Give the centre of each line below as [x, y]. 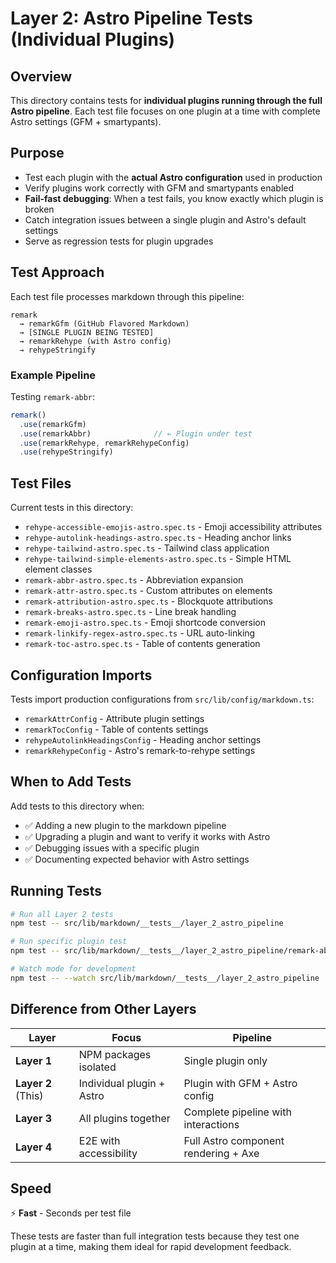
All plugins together [124, 1118]
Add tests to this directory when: [77, 806]
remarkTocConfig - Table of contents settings [116, 729]
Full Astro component [234, 1140]
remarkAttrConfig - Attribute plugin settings [114, 718]
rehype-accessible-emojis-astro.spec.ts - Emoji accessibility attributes [173, 527]
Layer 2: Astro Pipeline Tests [131, 18]
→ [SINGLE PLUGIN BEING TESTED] [87, 332]
